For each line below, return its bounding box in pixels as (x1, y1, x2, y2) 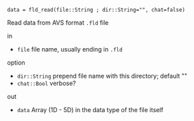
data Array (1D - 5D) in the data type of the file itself (16, 106, 164, 113)
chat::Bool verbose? (16, 79, 77, 87)
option (7, 58, 25, 67)
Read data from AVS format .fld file (7, 19, 109, 27)
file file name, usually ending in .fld (16, 45, 123, 53)
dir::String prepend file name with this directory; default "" (16, 72, 188, 80)
